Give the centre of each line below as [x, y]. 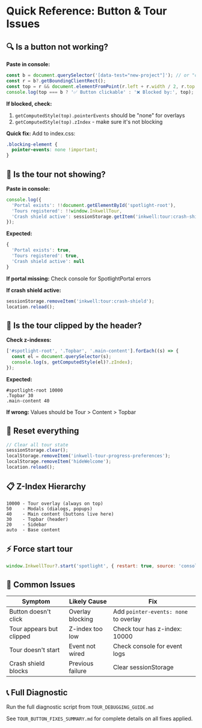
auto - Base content [33, 530]
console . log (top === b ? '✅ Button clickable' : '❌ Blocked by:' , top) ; [100, 92]
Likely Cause [88, 602]
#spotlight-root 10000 [35, 390]
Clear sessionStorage [144, 667]
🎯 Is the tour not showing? [56, 174]
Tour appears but [34, 629]
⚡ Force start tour [40, 549]
